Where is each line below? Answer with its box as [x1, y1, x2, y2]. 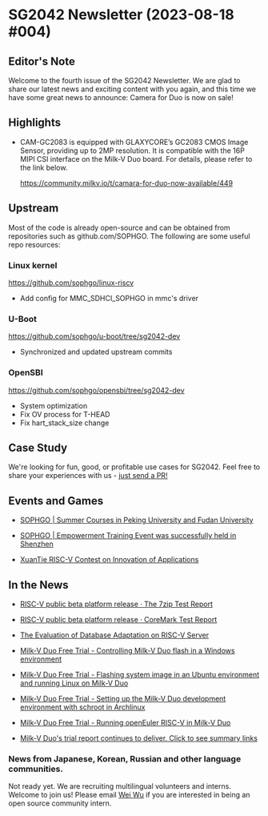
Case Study [8, 440, 68, 454]
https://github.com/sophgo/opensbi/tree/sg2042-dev [8, 385, 186, 395]
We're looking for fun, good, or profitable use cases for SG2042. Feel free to [8, 462, 261, 472]
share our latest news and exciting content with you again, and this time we [8, 84, 257, 94]
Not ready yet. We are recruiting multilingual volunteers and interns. [8, 782, 232, 791]
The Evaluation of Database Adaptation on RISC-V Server [19, 630, 210, 640]
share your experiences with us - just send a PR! [8, 471, 168, 480]
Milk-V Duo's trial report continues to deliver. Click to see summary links [19, 733, 258, 742]
